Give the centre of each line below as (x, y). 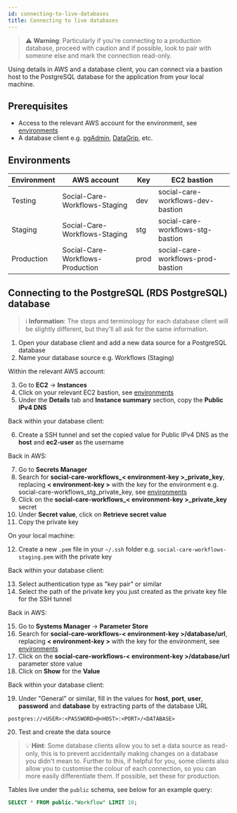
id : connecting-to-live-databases (59, 14)
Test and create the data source (64, 732)
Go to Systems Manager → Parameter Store (83, 626)
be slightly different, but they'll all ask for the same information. (117, 329)
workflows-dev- (186, 201)
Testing (24, 201)
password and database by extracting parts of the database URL (113, 706)
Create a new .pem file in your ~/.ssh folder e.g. (87, 549)
